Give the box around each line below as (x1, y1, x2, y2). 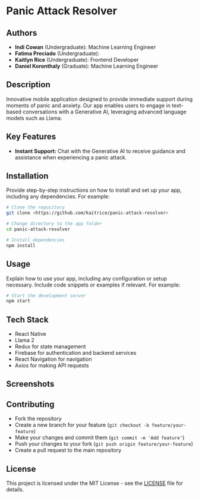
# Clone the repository (6, 204, 65, 210)
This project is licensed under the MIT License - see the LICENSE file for (6, 480, 183, 487)
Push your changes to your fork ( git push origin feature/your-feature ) (14, 440, 194, 447)
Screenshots (6, 379, 55, 389)
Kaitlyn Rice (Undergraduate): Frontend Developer (14, 56, 139, 63)
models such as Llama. (6, 114, 62, 121)
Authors (6, 28, 37, 38)
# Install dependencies (6, 237, 65, 243)
